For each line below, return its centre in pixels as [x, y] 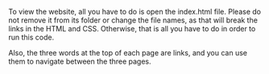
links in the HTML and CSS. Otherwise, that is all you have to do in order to [132, 29]
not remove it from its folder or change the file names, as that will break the [133, 20]
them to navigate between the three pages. [80, 61]
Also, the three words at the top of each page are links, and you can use [128, 53]
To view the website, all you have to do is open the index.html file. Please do [135, 12]
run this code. [31, 37]
